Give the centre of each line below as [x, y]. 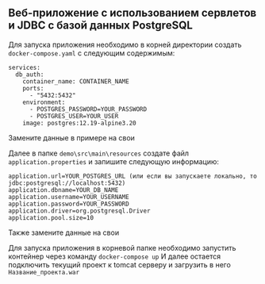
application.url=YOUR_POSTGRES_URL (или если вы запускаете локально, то [133, 176]
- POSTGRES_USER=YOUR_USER [74, 116]
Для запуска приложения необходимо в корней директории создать [125, 44]
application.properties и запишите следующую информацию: [114, 161]
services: [25, 67]
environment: [44, 102]
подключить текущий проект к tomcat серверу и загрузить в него [120, 264]
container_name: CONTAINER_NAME [76, 81]
